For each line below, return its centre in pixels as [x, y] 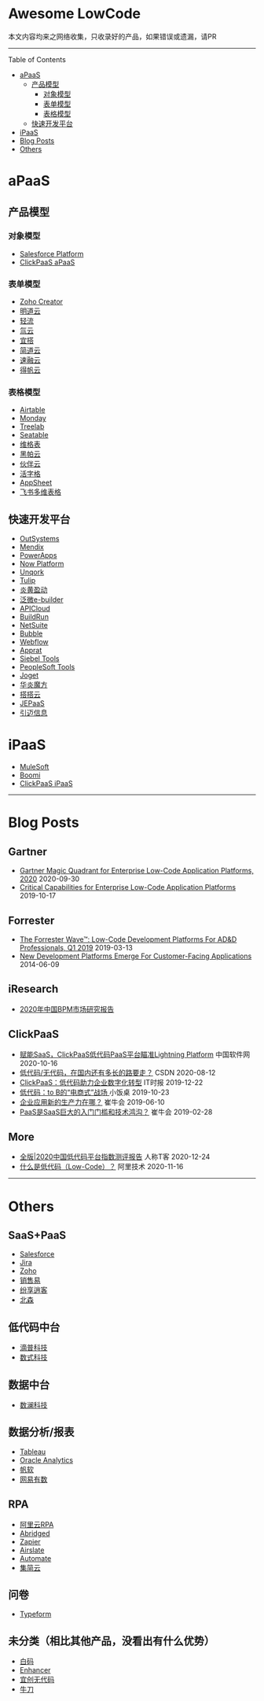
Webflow [34, 642]
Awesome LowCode [75, 14]
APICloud [35, 609]
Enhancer [35, 1670]
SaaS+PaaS [37, 1235]
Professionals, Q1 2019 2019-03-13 [76, 947]
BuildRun [34, 617]
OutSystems [39, 539]
